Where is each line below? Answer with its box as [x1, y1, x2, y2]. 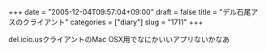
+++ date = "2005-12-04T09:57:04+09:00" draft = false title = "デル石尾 [8, 7, 251, 16]
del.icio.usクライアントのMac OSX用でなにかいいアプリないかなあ [8, 35, 230, 44]
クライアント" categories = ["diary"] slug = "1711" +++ [22, 17, 204, 27]
